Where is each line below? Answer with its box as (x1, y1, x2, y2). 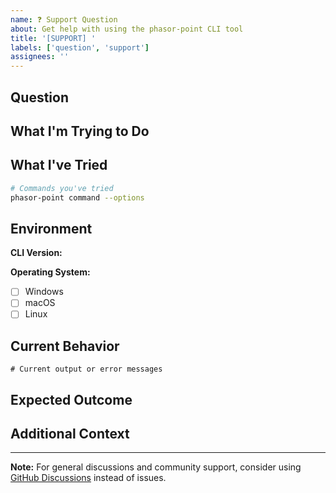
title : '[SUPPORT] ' (10, 33, 97, 43)
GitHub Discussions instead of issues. (10, 472, 167, 484)
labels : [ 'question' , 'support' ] (10, 42, 150, 53)
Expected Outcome (10, 391, 133, 408)
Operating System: (10, 266, 91, 278)
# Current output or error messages (10, 364, 163, 375)
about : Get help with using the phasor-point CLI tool (10, 24, 244, 34)
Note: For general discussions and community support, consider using (10, 461, 302, 473)
